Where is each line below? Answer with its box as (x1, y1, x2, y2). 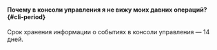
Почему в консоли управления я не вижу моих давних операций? (7, 5, 207, 14)
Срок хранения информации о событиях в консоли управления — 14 (7, 28, 210, 36)
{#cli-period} (7, 12, 46, 21)
